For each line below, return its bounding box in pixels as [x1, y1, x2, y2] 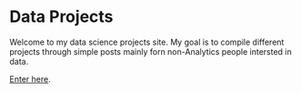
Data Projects [9, 6, 114, 27]
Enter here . [9, 73, 52, 84]
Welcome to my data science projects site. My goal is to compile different [9, 36, 285, 47]
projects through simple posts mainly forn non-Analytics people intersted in [9, 46, 293, 57]
